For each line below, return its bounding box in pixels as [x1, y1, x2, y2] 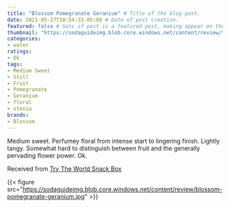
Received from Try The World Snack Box [7, 165, 122, 173]
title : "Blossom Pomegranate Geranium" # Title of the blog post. [7, 10, 201, 17]
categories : [7, 36, 41, 42]
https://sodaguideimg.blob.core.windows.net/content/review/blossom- [23, 185, 222, 193]
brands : [7, 111, 29, 118]
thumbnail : [7, 29, 38, 36]
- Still [7, 73, 29, 81]
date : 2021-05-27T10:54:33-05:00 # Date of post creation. [7, 16, 179, 23]
